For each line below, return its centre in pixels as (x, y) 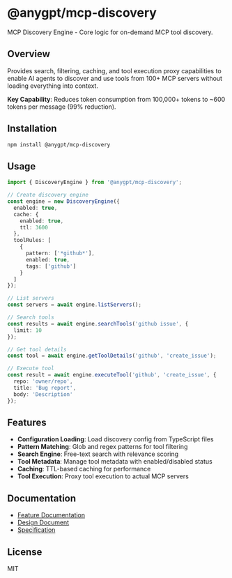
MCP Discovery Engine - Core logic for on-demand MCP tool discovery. (110, 32)
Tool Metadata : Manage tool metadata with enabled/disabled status (115, 462)
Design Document (43, 523)
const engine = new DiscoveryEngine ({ (63, 201)
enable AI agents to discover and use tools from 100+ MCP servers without (115, 78)
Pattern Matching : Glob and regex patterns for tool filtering (102, 447)
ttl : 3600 (34, 227)
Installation (32, 129)
